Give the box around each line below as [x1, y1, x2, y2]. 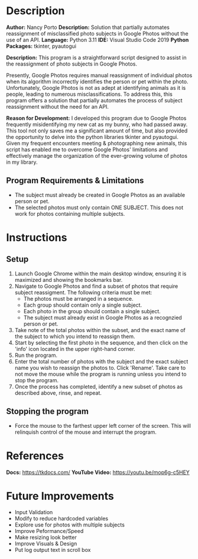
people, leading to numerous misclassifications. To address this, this [6, 90, 173, 97]
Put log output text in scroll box [14, 547, 91, 554]
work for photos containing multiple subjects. [14, 210, 125, 217]
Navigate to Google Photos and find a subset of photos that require [14, 282, 178, 290]
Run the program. [14, 352, 58, 359]
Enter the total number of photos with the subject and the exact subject [14, 357, 189, 365]
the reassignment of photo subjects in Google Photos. [6, 60, 138, 67]
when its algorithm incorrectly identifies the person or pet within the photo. [6, 78, 189, 85]
